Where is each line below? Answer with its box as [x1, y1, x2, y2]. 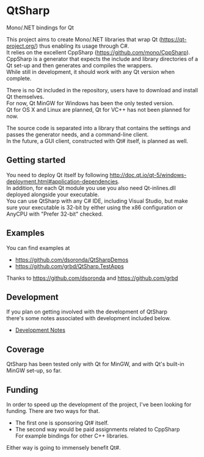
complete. [6, 75, 32, 82]
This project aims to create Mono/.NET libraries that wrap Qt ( [6, 35, 162, 43]
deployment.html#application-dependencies [6, 178, 118, 185]
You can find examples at [6, 244, 70, 251]
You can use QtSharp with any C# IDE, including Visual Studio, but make [6, 197, 188, 205]
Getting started [6, 155, 66, 166]
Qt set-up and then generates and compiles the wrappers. [6, 62, 153, 69]
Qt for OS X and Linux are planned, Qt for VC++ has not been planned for [6, 106, 191, 113]
